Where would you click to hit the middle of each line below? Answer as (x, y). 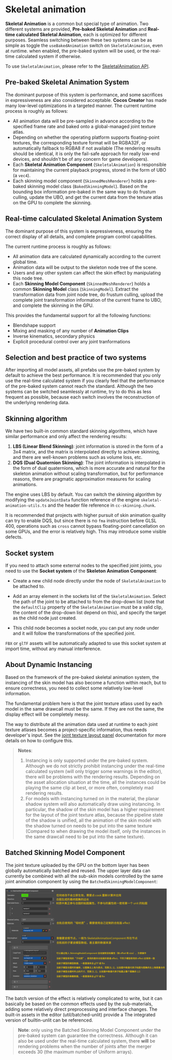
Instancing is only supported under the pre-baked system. (87, 760)
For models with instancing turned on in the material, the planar (92, 798)
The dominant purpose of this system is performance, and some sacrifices (84, 95)
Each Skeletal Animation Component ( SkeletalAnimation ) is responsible (89, 164)
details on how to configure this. (39, 740)
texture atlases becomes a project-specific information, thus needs (76, 730)
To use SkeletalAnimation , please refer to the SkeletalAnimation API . (78, 66)
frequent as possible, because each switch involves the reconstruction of (83, 397)
